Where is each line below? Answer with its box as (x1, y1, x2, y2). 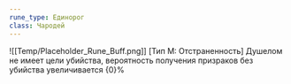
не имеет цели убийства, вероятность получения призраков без (9, 55, 254, 65)
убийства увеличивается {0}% (9, 64, 126, 75)
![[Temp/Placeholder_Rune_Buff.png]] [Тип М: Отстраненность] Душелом (9, 45, 283, 56)
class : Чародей (9, 21, 65, 30)
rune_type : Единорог (9, 12, 86, 22)
